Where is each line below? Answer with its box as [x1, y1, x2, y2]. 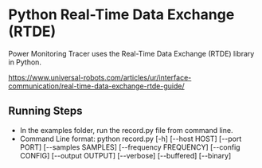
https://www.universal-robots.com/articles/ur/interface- [8, 72, 192, 82]
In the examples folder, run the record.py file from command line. [19, 125, 233, 135]
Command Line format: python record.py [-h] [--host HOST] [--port [19, 134, 242, 143]
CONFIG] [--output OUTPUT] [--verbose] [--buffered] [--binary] [19, 150, 232, 160]
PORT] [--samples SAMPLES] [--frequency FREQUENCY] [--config [19, 142, 240, 152]
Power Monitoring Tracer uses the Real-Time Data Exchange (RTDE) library [8, 49, 255, 58]
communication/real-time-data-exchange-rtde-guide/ [8, 81, 185, 91]
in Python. [8, 57, 42, 67]
